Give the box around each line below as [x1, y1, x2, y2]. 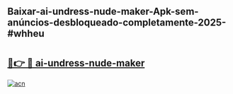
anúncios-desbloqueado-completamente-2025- [7, 17, 227, 29]
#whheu [7, 28, 45, 40]
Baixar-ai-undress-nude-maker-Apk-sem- [7, 6, 199, 18]
